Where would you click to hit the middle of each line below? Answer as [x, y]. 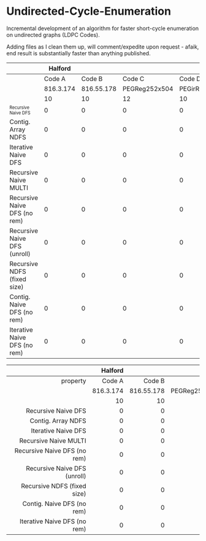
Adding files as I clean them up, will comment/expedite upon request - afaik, [103, 47]
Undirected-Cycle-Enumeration [89, 11]
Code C [133, 79]
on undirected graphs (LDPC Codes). [53, 34]
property [74, 381]
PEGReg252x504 [148, 88]
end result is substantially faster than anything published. [79, 53]
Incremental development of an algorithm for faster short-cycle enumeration [103, 28]
